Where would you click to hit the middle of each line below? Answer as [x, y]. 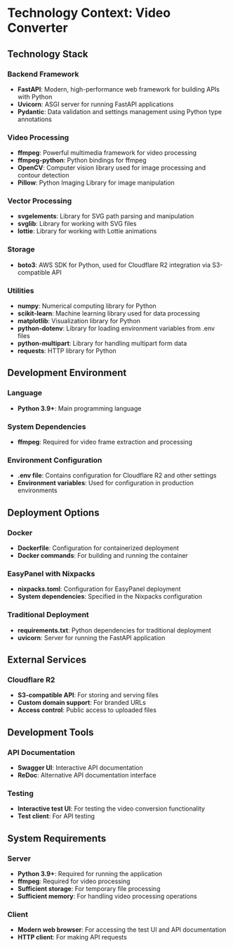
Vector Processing [40, 201]
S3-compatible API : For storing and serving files [88, 695]
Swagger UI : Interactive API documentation [80, 768]
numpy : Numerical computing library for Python [87, 306]
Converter [38, 28]
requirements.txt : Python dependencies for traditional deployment [114, 630]
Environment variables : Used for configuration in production [106, 483]
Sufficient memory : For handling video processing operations [107, 896]
